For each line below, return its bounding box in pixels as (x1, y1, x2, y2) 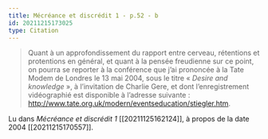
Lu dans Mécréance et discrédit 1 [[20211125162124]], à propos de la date (8, 114, 250, 124)
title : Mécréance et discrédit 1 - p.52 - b (8, 11, 159, 20)
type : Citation (8, 26, 59, 34)
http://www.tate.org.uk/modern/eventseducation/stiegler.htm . (27, 98, 231, 108)
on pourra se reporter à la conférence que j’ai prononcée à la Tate (27, 65, 245, 75)
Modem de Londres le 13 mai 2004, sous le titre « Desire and (27, 73, 229, 83)
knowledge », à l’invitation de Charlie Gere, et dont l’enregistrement (27, 82, 250, 91)
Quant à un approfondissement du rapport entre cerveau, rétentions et (27, 48, 260, 58)
